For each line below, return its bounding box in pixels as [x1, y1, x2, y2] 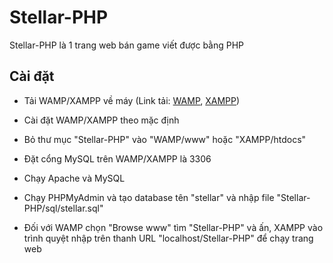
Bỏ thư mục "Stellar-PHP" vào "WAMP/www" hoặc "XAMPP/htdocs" [23, 133, 307, 145]
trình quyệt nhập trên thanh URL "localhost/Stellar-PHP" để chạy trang [23, 232, 314, 244]
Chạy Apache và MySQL [23, 172, 126, 184]
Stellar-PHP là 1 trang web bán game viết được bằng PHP [9, 39, 245, 51]
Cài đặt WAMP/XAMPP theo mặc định [23, 114, 180, 126]
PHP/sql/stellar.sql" [23, 202, 104, 214]
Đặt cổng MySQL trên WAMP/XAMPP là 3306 [23, 152, 212, 165]
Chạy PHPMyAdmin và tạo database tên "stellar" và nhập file [23, 191, 275, 203]
